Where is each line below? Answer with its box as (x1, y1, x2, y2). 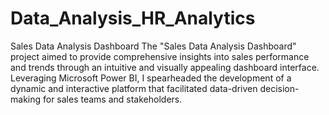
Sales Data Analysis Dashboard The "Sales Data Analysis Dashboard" (10, 40, 297, 52)
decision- (259, 82, 300, 94)
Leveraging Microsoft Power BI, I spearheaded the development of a (10, 72, 292, 84)
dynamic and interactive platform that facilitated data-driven (10, 82, 258, 94)
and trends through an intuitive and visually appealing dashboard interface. (10, 61, 320, 73)
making (10, 93, 42, 105)
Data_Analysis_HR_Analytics (10, 7, 256, 30)
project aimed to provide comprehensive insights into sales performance (10, 50, 310, 62)
